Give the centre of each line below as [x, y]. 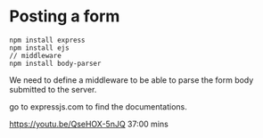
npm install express [48, 40]
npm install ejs [39, 48]
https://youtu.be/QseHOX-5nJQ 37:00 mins [89, 124]
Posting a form [65, 16]
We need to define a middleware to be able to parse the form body [131, 80]
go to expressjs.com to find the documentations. [98, 106]
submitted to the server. [53, 89]
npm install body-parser [55, 63]
